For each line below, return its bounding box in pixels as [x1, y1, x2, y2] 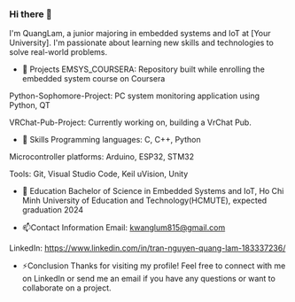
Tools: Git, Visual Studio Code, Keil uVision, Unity [9, 168, 189, 180]
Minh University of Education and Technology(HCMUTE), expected [21, 195, 268, 206]
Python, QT [9, 100, 50, 111]
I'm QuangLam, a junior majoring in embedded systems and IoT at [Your [9, 28, 272, 39]
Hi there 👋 [9, 8, 53, 20]
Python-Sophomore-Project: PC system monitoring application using [9, 90, 260, 101]
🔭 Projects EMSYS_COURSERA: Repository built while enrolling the [21, 64, 266, 74]
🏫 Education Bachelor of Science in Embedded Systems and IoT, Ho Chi [21, 186, 284, 197]
